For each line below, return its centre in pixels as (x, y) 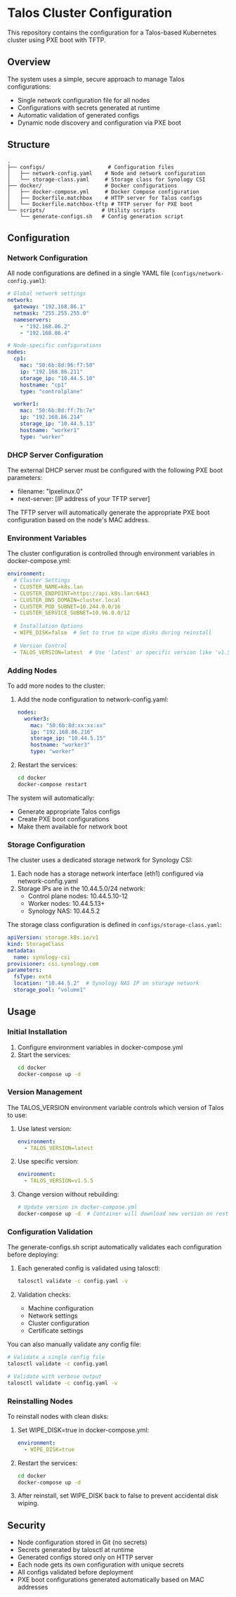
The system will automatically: (51, 797)
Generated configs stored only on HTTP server (85, 1558)
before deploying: (33, 1255)
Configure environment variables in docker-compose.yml (100, 1047)
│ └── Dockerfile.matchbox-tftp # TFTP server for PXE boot (100, 204)
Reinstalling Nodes (40, 1401)
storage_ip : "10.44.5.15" (68, 738)
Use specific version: (48, 1161)
